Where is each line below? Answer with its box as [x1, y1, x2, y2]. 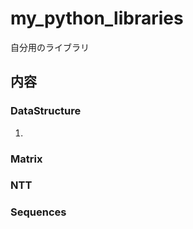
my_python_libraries [10, 7, 184, 30]
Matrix [10, 152, 43, 166]
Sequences [10, 205, 67, 219]
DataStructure [10, 104, 82, 118]
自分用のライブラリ [10, 41, 90, 53]
